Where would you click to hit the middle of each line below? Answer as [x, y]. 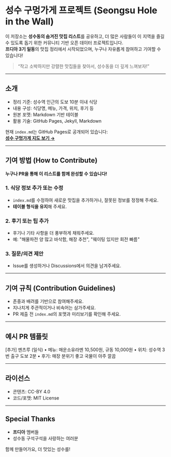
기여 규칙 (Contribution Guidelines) [61, 288]
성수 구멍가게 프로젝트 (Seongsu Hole [81, 10]
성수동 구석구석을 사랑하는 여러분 [45, 438]
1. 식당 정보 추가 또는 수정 [34, 188]
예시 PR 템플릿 [27, 336]
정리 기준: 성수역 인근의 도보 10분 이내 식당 [55, 102]
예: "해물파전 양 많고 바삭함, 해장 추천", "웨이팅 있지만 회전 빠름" [76, 239]
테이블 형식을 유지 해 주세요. [40, 206]
